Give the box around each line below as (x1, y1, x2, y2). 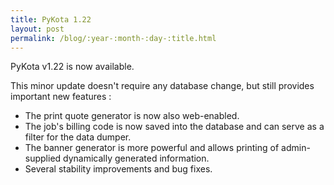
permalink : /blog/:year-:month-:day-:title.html (10, 33, 217, 43)
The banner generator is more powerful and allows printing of (24, 142, 280, 154)
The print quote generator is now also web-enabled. (24, 110, 240, 122)
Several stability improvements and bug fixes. (24, 163, 213, 175)
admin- (281, 142, 311, 154)
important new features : (10, 91, 112, 103)
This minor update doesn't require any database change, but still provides (10, 80, 315, 92)
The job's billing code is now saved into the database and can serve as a (24, 121, 325, 133)
